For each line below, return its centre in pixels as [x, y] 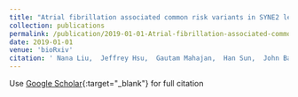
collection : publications [57, 26]
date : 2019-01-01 [41, 42]
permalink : [29, 34]
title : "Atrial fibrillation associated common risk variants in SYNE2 [144, 17]
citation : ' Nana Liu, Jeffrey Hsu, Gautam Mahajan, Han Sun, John [144, 58]
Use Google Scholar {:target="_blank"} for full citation [106, 83]
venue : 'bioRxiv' [41, 50]
